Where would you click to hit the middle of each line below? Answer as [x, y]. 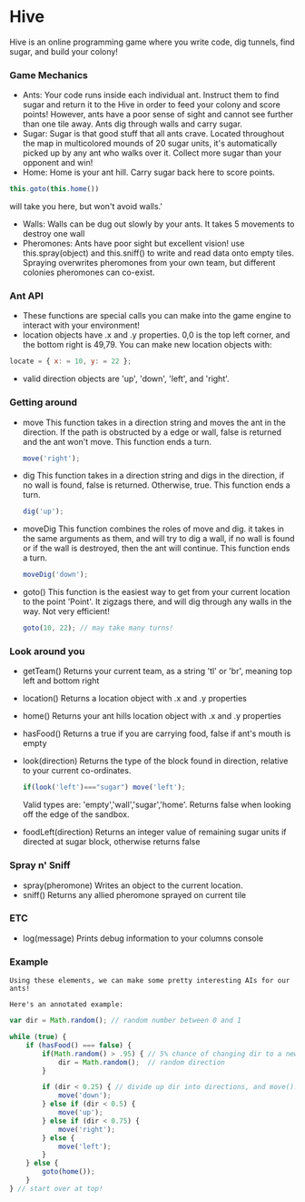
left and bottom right [61, 681]
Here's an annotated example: [67, 1005]
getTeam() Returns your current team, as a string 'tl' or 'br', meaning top [157, 672]
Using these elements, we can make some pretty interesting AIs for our [150, 981]
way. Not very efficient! [66, 611]
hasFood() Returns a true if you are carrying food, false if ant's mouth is [157, 733]
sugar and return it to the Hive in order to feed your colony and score [152, 105]
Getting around [44, 402]
